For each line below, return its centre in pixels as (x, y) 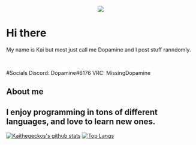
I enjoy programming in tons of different (82, 112)
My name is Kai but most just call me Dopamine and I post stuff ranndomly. (99, 49)
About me (25, 92)
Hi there (26, 33)
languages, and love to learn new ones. (81, 121)
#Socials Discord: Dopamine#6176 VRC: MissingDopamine (79, 72)
